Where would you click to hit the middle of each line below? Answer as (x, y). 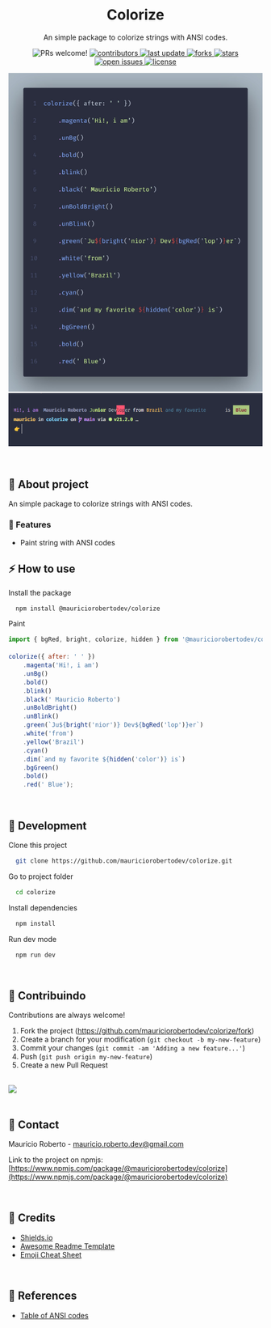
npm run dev (36, 955)
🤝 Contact (34, 1124)
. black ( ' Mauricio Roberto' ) (72, 699)
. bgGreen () (41, 768)
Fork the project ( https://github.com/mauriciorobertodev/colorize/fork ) (137, 1031)
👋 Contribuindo (47, 996)
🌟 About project (48, 484)
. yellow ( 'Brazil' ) (54, 742)
